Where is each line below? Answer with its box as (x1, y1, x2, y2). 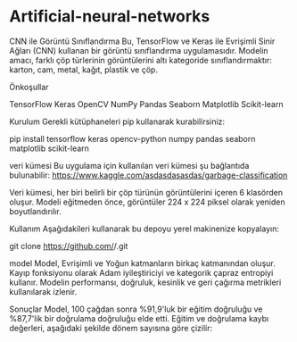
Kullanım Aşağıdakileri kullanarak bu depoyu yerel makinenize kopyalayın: (9, 223, 279, 234)
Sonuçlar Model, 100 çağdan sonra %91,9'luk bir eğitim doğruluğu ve (9, 304, 263, 314)
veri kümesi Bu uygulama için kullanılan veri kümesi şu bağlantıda (9, 160, 250, 171)
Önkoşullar (9, 81, 49, 92)
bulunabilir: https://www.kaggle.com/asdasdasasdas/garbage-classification (9, 170, 288, 180)
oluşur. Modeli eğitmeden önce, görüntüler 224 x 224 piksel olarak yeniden (9, 196, 285, 207)
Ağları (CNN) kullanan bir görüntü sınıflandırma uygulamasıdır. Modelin (9, 45, 269, 55)
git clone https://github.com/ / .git (9, 240, 128, 251)
